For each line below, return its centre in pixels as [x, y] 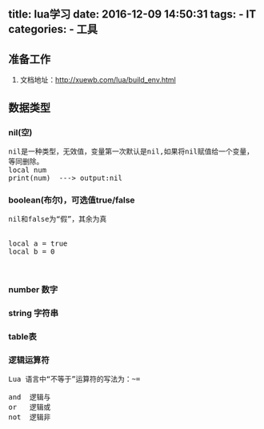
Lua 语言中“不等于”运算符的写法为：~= [74, 379]
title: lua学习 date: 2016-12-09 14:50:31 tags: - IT [132, 14]
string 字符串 [33, 313]
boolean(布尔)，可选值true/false [72, 200]
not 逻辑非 [30, 417]
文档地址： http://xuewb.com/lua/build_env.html [98, 80]
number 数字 [33, 290]
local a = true [38, 244]
